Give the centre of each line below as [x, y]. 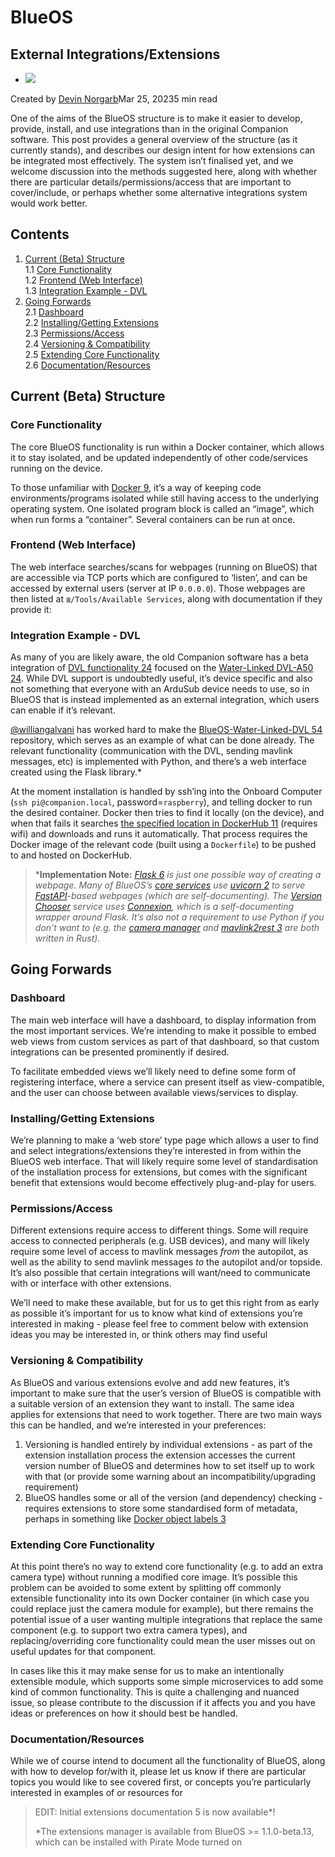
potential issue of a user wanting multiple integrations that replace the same [166, 1619]
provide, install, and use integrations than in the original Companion [149, 129]
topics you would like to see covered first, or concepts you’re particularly [161, 1782]
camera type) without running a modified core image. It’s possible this [154, 1577]
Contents [40, 234]
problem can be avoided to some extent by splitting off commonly [146, 1587]
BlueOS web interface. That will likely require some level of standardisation [164, 1162]
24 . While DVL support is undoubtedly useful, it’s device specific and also [161, 678]
